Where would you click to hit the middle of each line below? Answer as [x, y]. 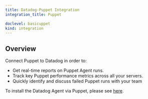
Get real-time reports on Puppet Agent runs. [58, 70]
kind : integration [24, 28]
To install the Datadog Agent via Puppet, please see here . [64, 91]
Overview [21, 48]
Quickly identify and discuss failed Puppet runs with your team [77, 81]
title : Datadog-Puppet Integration [42, 10]
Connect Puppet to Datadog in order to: [46, 61]
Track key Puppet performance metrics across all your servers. [78, 76]
